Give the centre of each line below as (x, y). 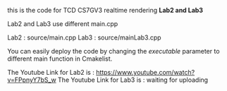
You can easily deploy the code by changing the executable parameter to (114, 51)
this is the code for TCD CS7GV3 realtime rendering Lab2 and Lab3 (105, 10)
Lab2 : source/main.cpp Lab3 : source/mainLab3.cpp (84, 37)
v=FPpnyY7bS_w (32, 80)
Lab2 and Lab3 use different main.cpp (63, 24)
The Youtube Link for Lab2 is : (51, 72)
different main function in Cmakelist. (60, 59)
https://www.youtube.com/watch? (146, 72)
